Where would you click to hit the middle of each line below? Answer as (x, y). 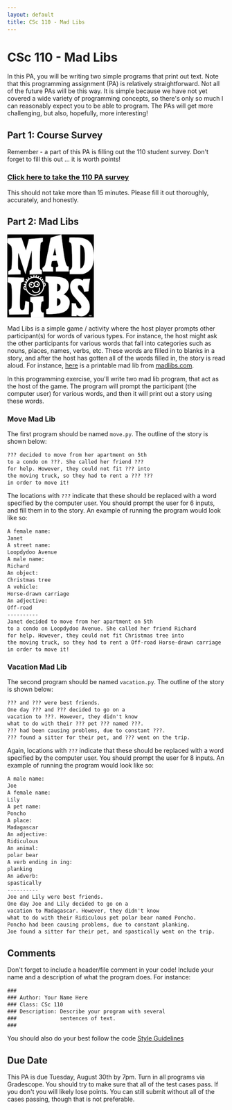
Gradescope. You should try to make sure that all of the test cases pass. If (113, 1084)
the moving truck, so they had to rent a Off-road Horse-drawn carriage (114, 643)
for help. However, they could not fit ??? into (79, 469)
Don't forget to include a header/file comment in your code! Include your (110, 970)
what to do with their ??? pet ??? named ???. (75, 724)
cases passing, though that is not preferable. (71, 1099)
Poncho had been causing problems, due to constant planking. (99, 925)
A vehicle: (23, 587)
